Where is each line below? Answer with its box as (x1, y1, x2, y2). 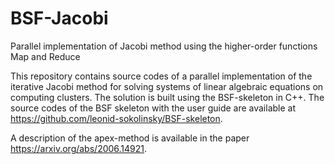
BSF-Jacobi (10, 7, 109, 30)
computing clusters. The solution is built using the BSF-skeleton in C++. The (10, 91, 325, 103)
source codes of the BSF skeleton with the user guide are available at (10, 102, 297, 114)
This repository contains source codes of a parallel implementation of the (10, 70, 313, 82)
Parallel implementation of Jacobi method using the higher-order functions (10, 40, 318, 52)
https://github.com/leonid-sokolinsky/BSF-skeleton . (10, 112, 223, 124)
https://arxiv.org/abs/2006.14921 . (10, 142, 148, 154)
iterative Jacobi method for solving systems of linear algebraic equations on (10, 80, 324, 92)
